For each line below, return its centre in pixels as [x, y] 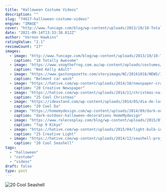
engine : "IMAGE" [22, 24]
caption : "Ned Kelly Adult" [43, 70]
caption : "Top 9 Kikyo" [39, 125]
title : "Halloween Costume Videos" [42, 10]
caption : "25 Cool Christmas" [45, 97]
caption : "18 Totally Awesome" [46, 60]
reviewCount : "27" [24, 47]
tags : [11, 148]
